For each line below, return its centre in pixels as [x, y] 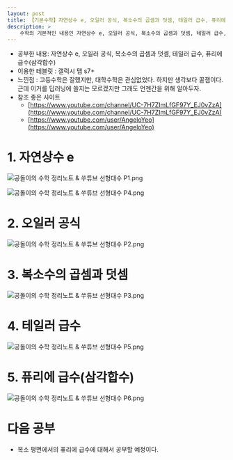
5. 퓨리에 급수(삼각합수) [71, 378]
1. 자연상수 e [41, 158]
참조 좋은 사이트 [39, 97]
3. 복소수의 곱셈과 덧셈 [68, 275]
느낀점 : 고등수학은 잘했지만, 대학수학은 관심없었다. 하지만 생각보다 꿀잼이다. [120, 80]
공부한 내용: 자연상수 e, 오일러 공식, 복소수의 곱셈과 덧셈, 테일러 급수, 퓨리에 [120, 54]
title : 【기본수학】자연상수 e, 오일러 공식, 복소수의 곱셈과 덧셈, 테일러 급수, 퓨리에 [116, 20]
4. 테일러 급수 [44, 326]
